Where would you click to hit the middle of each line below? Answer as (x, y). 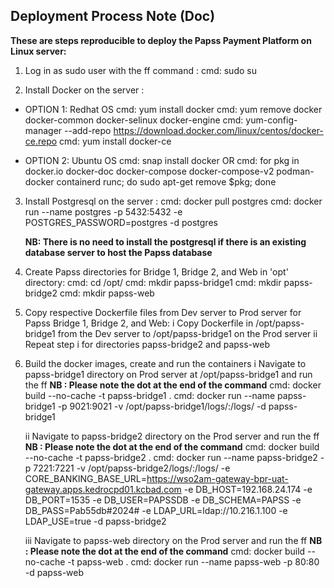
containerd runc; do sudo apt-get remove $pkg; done (166, 181)
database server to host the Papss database (118, 252)
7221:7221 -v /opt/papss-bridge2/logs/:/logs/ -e (132, 468)
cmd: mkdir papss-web (107, 293)
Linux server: (38, 51)
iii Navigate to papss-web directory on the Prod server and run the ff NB (173, 540)
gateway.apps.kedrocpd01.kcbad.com (103, 489)
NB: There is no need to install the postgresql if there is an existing (165, 241)
